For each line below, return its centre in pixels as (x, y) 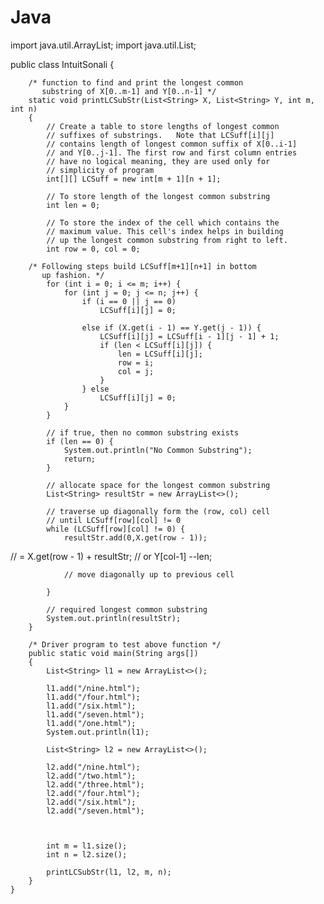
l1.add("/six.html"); (91, 706)
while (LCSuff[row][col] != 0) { (116, 529)
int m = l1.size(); (87, 846)
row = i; (136, 362)
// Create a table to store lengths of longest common (163, 126)
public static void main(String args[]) (113, 653)
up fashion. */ (73, 275)
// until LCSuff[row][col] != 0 (114, 520)
